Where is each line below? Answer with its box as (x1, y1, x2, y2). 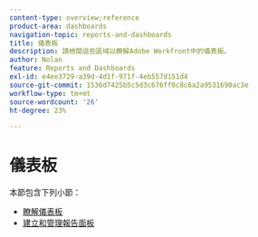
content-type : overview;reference (9, 13, 140, 23)
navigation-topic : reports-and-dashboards (9, 30, 172, 39)
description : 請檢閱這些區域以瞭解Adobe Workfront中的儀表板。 (9, 47, 231, 56)
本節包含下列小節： (9, 187, 81, 198)
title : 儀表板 (9, 38, 59, 48)
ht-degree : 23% (9, 106, 67, 115)
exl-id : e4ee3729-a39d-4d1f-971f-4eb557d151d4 (9, 72, 188, 81)
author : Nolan (9, 55, 63, 64)
